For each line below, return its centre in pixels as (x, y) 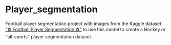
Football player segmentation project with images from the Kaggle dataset (83, 24)
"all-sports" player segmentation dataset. (49, 36)
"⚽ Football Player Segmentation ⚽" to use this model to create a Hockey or (85, 29)
